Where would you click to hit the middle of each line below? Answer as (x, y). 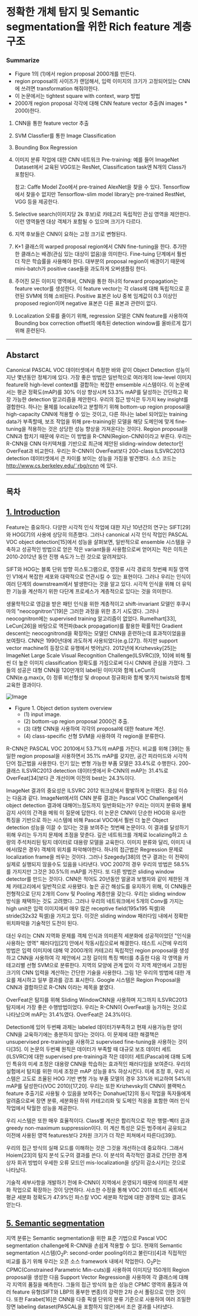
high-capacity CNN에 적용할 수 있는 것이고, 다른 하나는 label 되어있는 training (97, 414)
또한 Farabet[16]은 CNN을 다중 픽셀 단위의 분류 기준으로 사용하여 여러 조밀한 (103, 1299)
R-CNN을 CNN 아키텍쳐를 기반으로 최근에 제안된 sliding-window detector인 (95, 444)
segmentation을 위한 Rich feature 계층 (99, 27)
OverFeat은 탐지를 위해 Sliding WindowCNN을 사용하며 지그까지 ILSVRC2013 (97, 1000)
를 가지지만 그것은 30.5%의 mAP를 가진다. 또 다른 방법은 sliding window (90, 871)
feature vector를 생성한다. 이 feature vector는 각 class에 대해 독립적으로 (99, 289)
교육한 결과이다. (24, 685)
